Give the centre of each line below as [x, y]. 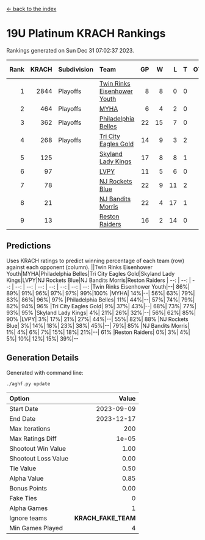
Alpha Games [29, 508]
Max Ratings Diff [33, 438]
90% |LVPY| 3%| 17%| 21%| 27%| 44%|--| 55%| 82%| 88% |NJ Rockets [97, 319]
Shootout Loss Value [39, 458]
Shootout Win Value [38, 448]
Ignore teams [28, 518]
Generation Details [43, 358]
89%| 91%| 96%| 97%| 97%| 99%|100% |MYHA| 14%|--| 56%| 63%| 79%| [101, 293]
